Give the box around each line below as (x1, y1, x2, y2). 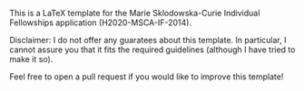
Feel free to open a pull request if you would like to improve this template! (9, 71, 284, 82)
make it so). (9, 54, 54, 64)
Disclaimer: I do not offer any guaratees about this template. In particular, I (9, 35, 287, 45)
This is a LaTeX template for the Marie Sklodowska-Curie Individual (9, 8, 260, 18)
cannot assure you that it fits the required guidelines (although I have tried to (9, 44, 296, 55)
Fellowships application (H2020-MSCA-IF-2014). (9, 17, 192, 28)
